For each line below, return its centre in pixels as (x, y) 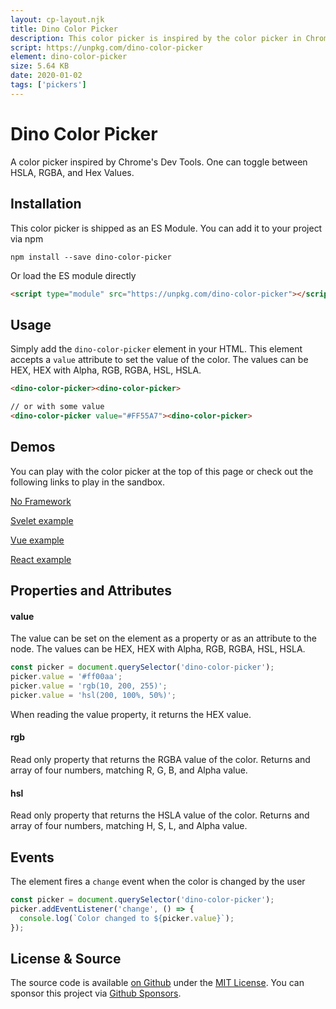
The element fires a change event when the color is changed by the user (158, 881)
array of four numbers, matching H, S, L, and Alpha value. (129, 826)
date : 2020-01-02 (46, 76)
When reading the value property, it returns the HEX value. (131, 714)
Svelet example (42, 520)
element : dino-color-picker (69, 57)
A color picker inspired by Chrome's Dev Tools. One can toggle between (159, 162)
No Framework (41, 501)
